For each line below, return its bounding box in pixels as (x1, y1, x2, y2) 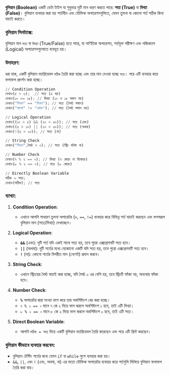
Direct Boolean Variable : (12, 318, 65, 325)
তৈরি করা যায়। (12, 364, 35, 371)
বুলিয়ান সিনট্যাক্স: (5, 29, 33, 36)
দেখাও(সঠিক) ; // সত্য (5, 180, 40, 185)
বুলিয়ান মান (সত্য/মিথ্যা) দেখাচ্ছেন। (20, 219, 72, 226)
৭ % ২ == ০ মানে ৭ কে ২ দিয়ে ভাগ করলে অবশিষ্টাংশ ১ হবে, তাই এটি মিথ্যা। (20, 303, 134, 309)
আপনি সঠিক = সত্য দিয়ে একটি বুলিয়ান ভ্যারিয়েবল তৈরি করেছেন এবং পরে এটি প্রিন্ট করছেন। (20, 328, 151, 334)
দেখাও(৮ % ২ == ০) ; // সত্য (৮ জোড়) (5, 162, 73, 167)
